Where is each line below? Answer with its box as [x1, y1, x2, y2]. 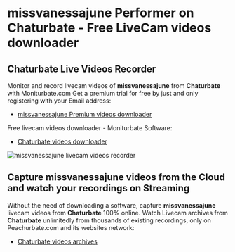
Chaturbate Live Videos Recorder [7, 63, 156, 75]
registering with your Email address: [7, 96, 112, 105]
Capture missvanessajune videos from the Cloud [7, 171, 226, 184]
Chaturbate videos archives [17, 237, 98, 246]
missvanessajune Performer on [7, 5, 194, 21]
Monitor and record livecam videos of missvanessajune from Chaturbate [7, 82, 221, 89]
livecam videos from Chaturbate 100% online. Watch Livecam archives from [7, 208, 228, 217]
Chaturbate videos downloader [17, 137, 107, 146]
